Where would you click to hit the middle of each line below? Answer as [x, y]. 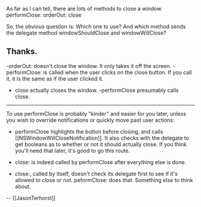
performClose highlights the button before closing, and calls [89, 131]
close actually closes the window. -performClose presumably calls [97, 90]
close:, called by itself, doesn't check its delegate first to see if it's [96, 174]
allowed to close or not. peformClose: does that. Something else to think [104, 180]
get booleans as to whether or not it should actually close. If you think [101, 144]
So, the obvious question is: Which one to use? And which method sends [96, 27]
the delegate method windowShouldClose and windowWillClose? [86, 33]
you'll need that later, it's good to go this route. [72, 150]
